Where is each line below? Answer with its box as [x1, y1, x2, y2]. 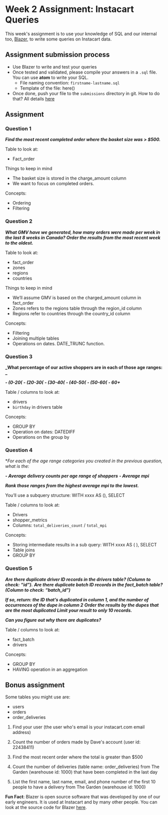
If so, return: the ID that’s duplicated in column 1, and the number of [5, 596, 149, 602]
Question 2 [5, 218, 32, 225]
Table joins [12, 547, 35, 553]
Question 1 [5, 125, 31, 132]
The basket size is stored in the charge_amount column [12, 175, 126, 181]
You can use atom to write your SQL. [12, 74, 88, 81]
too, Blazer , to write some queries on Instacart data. [5, 36, 112, 42]
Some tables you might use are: [5, 694, 70, 700]
